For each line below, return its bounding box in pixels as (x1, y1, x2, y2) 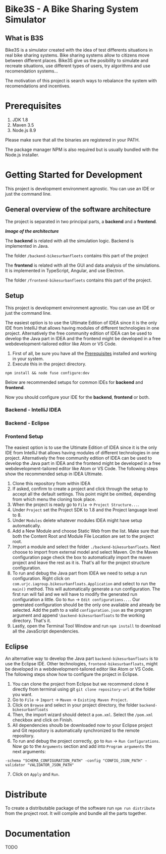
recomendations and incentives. (5, 83, 71, 89)
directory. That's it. (12, 617, 51, 624)
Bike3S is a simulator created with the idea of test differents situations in (5, 47, 153, 53)
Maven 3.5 (12, 122, 34, 128)
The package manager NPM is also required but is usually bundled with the (5, 146, 159, 152)
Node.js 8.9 (12, 127, 36, 133)
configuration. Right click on (12, 575, 70, 581)
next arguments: (12, 749, 46, 755)
